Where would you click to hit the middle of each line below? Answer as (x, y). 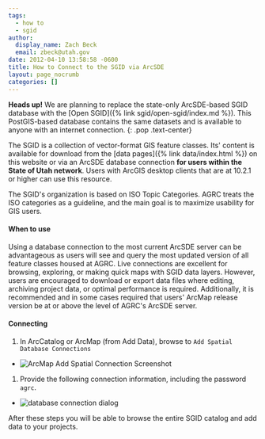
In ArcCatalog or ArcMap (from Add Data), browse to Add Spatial (126, 341)
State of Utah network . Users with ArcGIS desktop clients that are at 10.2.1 (130, 170)
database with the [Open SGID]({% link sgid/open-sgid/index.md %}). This (130, 113)
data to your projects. (43, 426)
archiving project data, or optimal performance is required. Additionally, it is (131, 288)
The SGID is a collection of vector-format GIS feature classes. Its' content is (132, 145)
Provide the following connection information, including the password (133, 379)
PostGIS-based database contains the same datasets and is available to (125, 121)
